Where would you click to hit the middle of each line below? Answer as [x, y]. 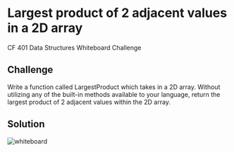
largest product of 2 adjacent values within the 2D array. [89, 102]
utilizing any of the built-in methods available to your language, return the [114, 94]
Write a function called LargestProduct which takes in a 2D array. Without [114, 87]
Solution [26, 124]
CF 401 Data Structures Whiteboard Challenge [74, 47]
